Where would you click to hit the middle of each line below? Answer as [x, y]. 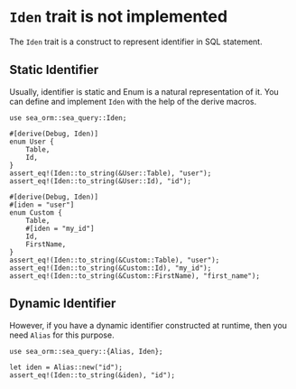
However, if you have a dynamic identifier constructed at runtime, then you [148, 325]
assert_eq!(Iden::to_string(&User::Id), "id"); [101, 181]
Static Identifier [54, 70]
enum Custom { [36, 213]
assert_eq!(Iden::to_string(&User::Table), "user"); [111, 173]
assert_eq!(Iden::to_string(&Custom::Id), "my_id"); [111, 268]
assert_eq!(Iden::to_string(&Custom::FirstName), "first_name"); [134, 276]
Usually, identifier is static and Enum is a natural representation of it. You [144, 91]
